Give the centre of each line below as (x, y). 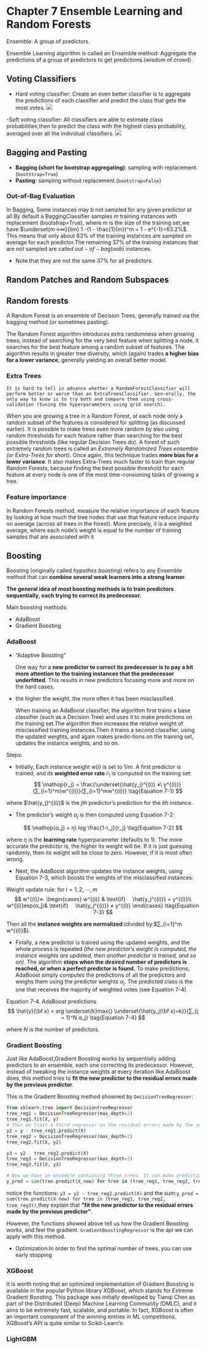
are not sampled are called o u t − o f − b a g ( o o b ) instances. (79, 248)
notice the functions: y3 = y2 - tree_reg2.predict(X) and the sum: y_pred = (102, 1193)
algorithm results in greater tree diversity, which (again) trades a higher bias (103, 353)
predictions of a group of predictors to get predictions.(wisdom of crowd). (100, 60)
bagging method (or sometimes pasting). (58, 322)
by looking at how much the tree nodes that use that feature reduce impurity (103, 517)
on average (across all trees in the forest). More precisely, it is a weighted (99, 523)
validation (20, 405)
